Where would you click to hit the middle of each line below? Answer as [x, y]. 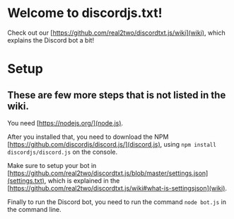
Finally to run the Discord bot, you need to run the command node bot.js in [117, 202]
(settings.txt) [26, 180]
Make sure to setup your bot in [52, 165]
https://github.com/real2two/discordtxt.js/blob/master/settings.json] [109, 173]
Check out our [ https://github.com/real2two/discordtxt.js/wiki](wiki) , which [117, 33]
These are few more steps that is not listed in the [117, 95]
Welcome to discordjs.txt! [85, 13]
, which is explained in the [82, 180]
